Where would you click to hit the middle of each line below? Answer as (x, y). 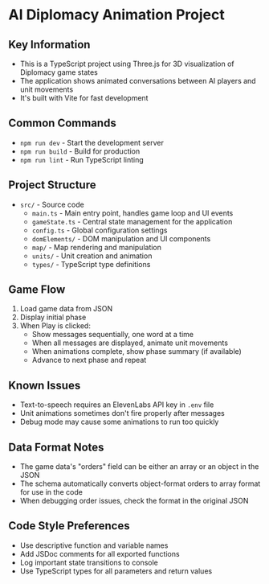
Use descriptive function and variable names (94, 545)
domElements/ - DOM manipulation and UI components (121, 238)
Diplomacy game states (59, 72)
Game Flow (37, 290)
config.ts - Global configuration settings (100, 230)
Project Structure (52, 185)
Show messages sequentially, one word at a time (113, 335)
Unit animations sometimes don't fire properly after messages (122, 413)
